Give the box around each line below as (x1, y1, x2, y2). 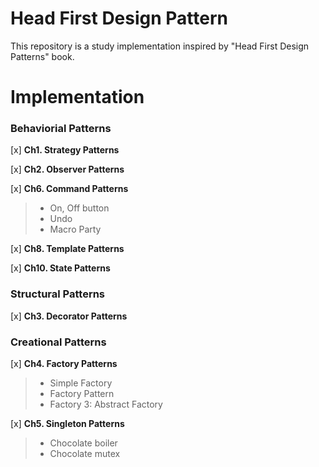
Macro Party (49, 223, 102, 236)
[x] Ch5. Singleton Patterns (10, 418, 125, 430)
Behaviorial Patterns (10, 122, 112, 136)
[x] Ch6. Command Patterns (10, 183, 129, 195)
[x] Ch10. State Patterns (10, 262, 111, 274)
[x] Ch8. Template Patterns (10, 243, 125, 255)
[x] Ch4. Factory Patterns (10, 358, 118, 370)
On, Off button (49, 202, 110, 214)
